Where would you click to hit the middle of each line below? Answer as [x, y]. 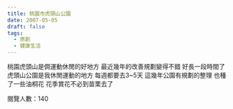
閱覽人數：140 [28, 99]
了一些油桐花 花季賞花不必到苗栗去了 [60, 84]
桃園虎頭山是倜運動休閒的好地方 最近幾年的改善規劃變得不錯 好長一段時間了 [116, 66]
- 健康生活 [27, 46]
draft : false [26, 26]
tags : [15, 33]
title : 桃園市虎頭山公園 [39, 14]
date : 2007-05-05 [33, 20]
